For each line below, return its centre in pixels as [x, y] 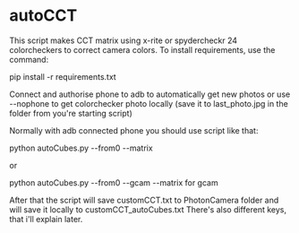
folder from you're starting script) [71, 113]
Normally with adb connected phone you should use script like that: [134, 130]
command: [29, 59]
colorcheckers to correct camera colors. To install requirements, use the [142, 49]
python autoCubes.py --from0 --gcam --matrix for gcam [114, 182]
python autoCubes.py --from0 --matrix [81, 148]
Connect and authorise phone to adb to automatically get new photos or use [150, 94]
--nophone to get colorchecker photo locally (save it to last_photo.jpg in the [149, 103]
